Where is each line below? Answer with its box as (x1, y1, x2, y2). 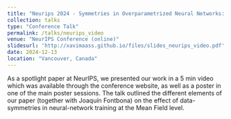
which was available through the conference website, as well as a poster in (7, 81, 221, 90)
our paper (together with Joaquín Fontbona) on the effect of (7, 96, 179, 104)
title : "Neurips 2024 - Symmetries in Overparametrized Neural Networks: (7, 10, 225, 17)
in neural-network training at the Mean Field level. (42, 103, 185, 111)
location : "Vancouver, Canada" (7, 55, 98, 62)
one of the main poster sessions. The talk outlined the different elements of (7, 89, 223, 97)
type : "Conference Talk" (7, 23, 79, 30)
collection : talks (7, 17, 60, 24)
